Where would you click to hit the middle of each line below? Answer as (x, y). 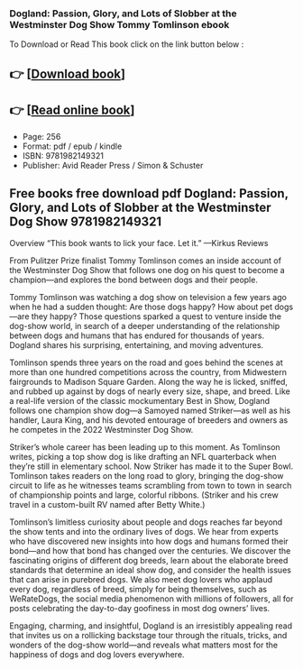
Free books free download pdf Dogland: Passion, (149, 193)
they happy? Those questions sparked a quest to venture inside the (156, 316)
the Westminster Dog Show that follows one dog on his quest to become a (147, 270)
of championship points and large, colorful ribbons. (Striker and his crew (144, 495)
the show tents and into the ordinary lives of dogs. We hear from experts (144, 532)
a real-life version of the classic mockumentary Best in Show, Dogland (140, 401)
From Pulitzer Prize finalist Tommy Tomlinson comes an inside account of (146, 261)
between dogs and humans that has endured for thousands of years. (137, 335)
